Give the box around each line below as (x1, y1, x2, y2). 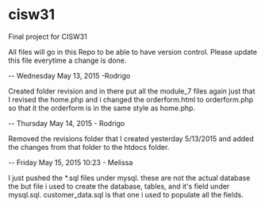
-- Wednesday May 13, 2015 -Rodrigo (8, 71, 131, 80)
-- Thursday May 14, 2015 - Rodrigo (8, 118, 125, 128)
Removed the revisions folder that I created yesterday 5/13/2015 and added (8, 133, 254, 144)
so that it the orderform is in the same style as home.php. (8, 103, 196, 113)
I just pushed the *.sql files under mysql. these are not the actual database (8, 173, 251, 182)
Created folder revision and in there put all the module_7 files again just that (8, 86, 255, 96)
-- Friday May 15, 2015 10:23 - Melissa (8, 157, 133, 167)
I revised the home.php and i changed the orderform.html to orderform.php (8, 94, 254, 104)
